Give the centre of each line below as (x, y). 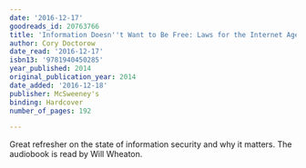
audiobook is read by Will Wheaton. (76, 154)
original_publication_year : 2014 (73, 77)
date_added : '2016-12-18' (58, 85)
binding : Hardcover (46, 102)
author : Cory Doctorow (52, 43)
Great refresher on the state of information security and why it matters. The (151, 144)
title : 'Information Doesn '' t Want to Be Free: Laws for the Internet (146, 35)
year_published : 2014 (51, 69)
